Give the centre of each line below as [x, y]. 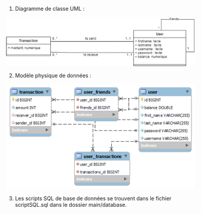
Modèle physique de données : [53, 75]
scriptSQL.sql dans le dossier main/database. [71, 204]
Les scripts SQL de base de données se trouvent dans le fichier [93, 198]
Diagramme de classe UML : [50, 9]
